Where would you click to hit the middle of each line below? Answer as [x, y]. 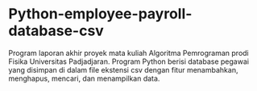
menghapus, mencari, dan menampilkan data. [84, 78]
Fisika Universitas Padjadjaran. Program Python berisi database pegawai [129, 61]
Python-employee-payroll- [100, 14]
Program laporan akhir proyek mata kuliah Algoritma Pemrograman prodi [128, 53]
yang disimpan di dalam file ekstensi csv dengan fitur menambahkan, [123, 69]
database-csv [56, 31]
